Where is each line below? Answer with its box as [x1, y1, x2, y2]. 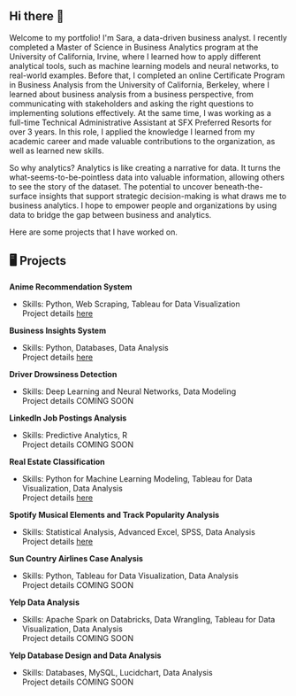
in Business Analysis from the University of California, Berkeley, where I [9, 79, 269, 89]
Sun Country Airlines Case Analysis [9, 553, 144, 563]
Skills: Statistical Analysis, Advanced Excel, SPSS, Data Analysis [21, 526, 256, 537]
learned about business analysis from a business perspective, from [9, 89, 254, 99]
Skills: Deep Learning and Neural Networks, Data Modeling [21, 386, 237, 397]
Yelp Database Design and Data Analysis [9, 650, 162, 661]
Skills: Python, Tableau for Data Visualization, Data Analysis [21, 570, 239, 581]
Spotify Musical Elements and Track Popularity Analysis [9, 509, 220, 520]
